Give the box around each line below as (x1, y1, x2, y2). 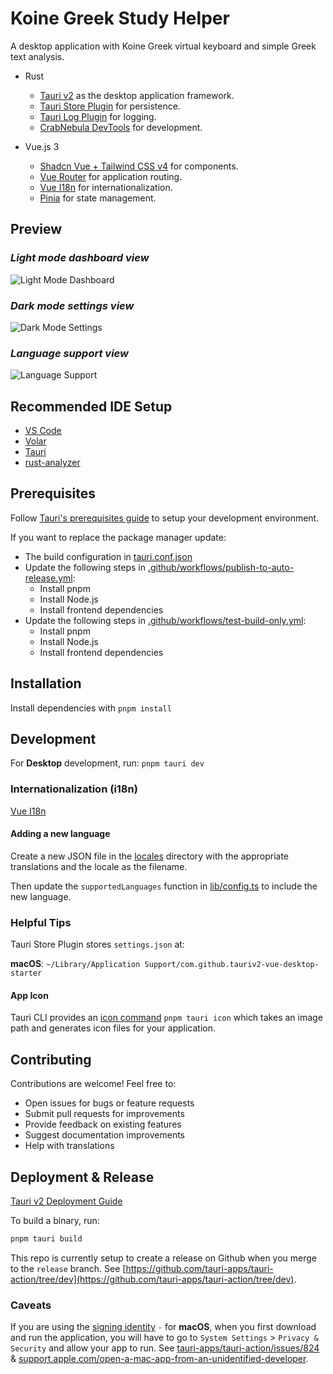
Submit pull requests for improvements (24, 1108, 185, 1120)
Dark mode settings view (10, 298, 135, 312)
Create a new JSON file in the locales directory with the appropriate (10, 850, 289, 862)
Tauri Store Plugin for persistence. (39, 100, 181, 112)
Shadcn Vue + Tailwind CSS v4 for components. (39, 160, 239, 172)
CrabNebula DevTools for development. (39, 121, 203, 133)
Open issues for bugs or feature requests (24, 1097, 195, 1109)
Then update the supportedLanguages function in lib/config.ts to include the (10, 880, 318, 892)
